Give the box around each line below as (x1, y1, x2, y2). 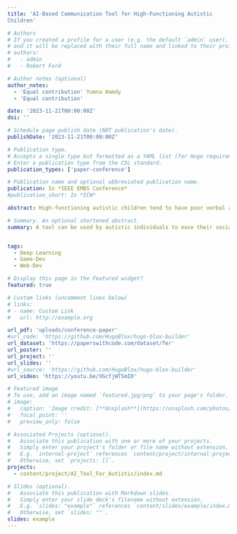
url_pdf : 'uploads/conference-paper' (7, 327, 119, 334)
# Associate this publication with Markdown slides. (7, 490, 172, 497)
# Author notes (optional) (7, 75, 87, 82)
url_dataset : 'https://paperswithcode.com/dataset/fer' (7, 340, 175, 347)
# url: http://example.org (7, 314, 93, 321)
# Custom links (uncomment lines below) (7, 294, 128, 301)
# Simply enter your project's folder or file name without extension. (7, 444, 229, 451)
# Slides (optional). (7, 483, 71, 490)
